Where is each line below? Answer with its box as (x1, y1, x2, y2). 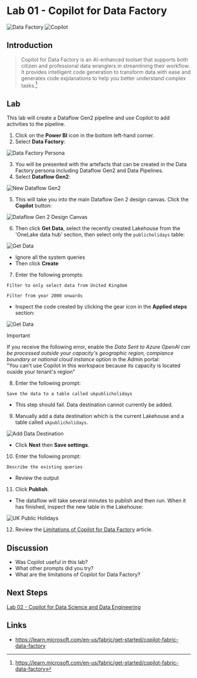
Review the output (15, 474, 59, 481)
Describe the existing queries (6, 464, 83, 470)
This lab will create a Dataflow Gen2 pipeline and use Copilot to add (6, 114, 170, 121)
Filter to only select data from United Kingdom (6, 283, 127, 289)
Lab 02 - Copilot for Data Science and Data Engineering (6, 603, 141, 610)
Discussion (6, 543, 49, 553)
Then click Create (15, 260, 59, 267)
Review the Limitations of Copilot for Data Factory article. (15, 526, 153, 533)
